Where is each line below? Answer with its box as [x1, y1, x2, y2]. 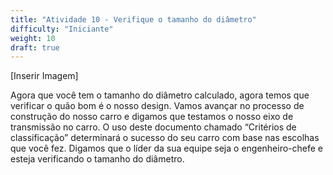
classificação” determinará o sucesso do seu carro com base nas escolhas [10, 132, 320, 144]
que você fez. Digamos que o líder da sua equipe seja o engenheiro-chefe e [10, 142, 324, 155]
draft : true [10, 42, 60, 53]
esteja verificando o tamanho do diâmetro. [10, 153, 185, 165]
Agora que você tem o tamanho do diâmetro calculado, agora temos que [10, 89, 310, 101]
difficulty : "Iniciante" [10, 24, 114, 34]
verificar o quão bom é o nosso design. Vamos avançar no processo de [10, 100, 305, 112]
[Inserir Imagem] [10, 70, 79, 82]
